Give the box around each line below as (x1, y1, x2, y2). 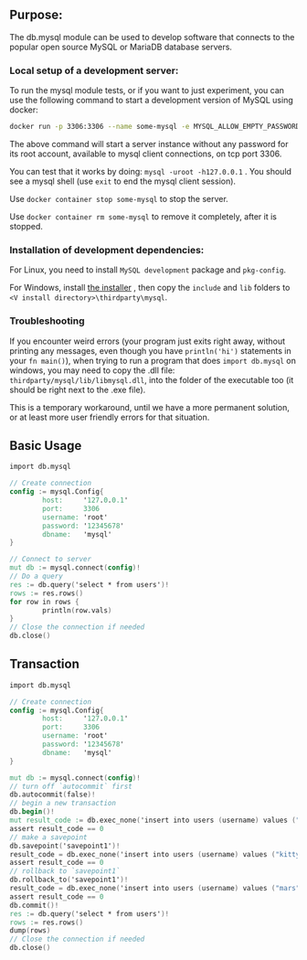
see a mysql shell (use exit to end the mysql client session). (9, 176, 236, 187)
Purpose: (9, 7, 63, 23)
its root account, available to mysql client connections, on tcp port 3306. (9, 148, 282, 159)
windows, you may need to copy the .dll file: (9, 365, 175, 376)
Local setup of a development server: (9, 64, 179, 77)
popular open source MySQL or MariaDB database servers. (9, 41, 233, 52)
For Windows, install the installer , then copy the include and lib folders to (9, 283, 291, 293)
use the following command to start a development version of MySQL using (9, 95, 294, 106)
